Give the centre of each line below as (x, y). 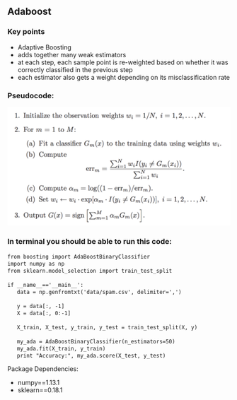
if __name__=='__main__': (45, 286)
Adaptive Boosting (45, 47)
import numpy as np (36, 264)
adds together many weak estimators (72, 54)
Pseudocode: (31, 95)
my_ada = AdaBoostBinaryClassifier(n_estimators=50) (96, 342)
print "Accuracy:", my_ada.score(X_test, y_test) (91, 356)
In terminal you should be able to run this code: (89, 241)
